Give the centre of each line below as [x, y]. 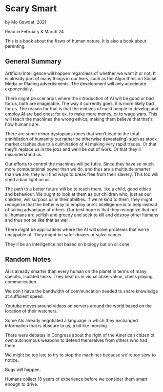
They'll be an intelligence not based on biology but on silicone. [68, 244]
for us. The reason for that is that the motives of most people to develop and [82, 108]
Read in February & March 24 [35, 31]
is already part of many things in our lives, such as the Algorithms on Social [81, 78]
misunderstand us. [24, 154]
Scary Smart [31, 9]
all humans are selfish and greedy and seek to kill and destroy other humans [82, 215]
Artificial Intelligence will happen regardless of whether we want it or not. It [81, 73]
